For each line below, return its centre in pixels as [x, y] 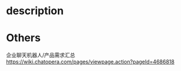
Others [24, 38]
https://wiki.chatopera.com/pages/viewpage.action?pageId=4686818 [90, 62]
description [35, 11]
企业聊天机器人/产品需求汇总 [41, 55]
